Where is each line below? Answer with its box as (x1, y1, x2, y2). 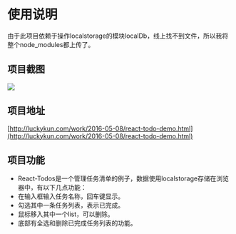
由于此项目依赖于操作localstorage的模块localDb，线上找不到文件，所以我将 (7, 31, 229, 40)
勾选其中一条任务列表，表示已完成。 (17, 201, 125, 210)
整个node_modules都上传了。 (7, 40, 95, 49)
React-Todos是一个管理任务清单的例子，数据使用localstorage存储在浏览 (17, 174, 230, 183)
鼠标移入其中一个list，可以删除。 (17, 210, 114, 218)
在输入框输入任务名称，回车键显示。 (17, 192, 125, 200)
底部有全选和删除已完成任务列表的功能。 (17, 219, 137, 228)
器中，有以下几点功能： (17, 183, 87, 192)
